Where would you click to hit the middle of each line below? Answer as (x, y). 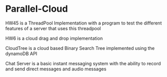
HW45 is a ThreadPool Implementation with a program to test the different (83, 23)
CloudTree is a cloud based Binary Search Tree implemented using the (80, 48)
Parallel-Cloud (37, 9)
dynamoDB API (21, 54)
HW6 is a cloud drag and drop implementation (54, 38)
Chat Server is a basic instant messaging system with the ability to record (83, 63)
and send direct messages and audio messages (56, 69)
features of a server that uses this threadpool (53, 28)
